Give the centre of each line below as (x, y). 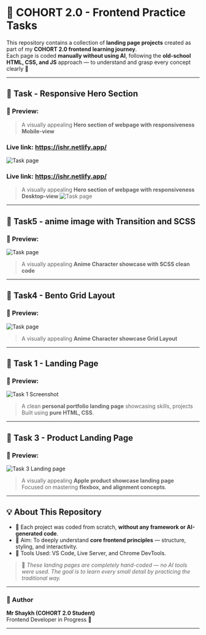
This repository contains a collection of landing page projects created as (99, 42)
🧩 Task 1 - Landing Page (52, 363)
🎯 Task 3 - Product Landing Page (70, 438)
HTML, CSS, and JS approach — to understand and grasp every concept (99, 62)
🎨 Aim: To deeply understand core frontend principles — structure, (101, 540)
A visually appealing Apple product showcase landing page (98, 480)
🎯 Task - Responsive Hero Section (72, 94)
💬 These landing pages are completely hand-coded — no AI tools (104, 565)
